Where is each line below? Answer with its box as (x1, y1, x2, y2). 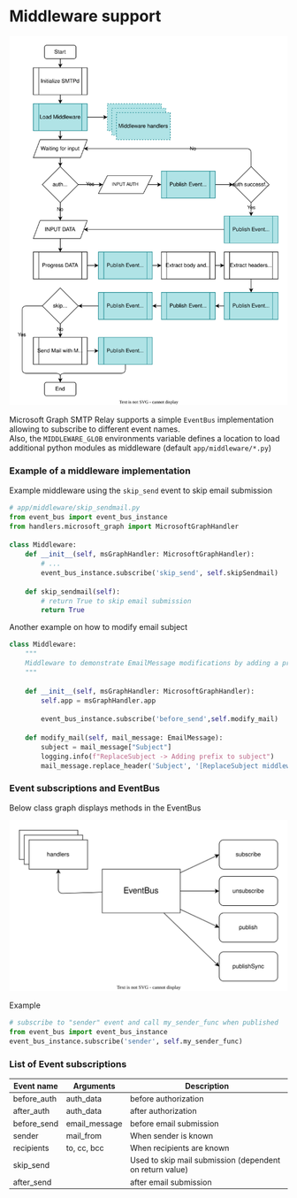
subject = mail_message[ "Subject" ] (41, 742, 172, 751)
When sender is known (129, 1130, 214, 1140)
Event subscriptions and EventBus (9, 782, 161, 795)
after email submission (129, 1177, 212, 1187)
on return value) (129, 1164, 188, 1175)
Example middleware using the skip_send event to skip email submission (9, 485, 272, 495)
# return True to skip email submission (41, 596, 192, 605)
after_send (12, 1177, 52, 1187)
